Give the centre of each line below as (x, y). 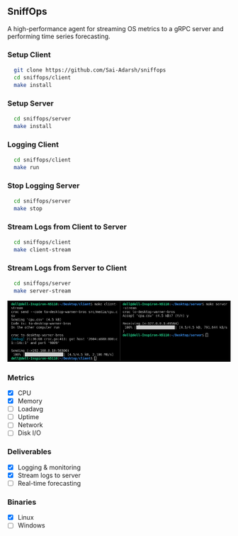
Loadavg (30, 409)
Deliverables (29, 452)
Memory (30, 401)
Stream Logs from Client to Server (67, 227)
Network (30, 425)
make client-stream (42, 250)
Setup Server (31, 103)
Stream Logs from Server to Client (67, 268)
